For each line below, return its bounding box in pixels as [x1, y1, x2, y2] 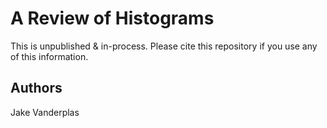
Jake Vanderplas [10, 106, 80, 118]
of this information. [10, 50, 89, 62]
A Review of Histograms [10, 7, 215, 30]
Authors [10, 80, 63, 97]
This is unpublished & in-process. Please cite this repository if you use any [10, 40, 318, 52]
